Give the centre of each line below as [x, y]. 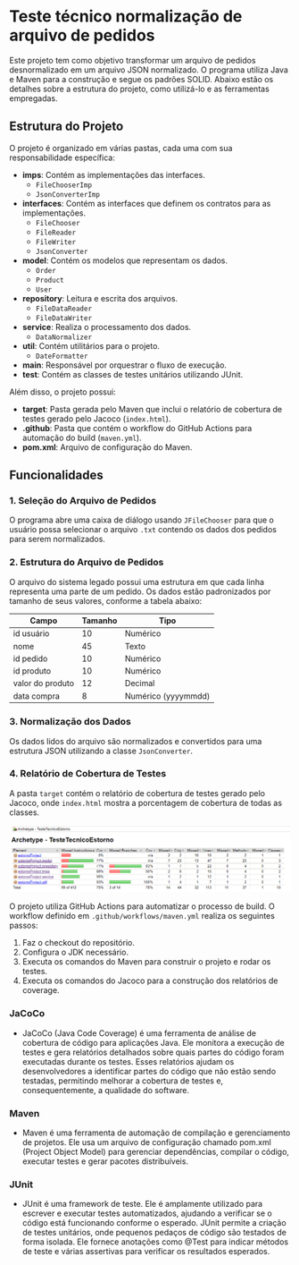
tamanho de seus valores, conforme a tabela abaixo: [106, 600]
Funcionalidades [57, 475]
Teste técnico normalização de [126, 17]
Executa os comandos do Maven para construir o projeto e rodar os [146, 962]
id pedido [30, 658]
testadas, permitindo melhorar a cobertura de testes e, [123, 1081]
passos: [24, 925]
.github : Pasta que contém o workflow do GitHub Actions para [137, 428]
